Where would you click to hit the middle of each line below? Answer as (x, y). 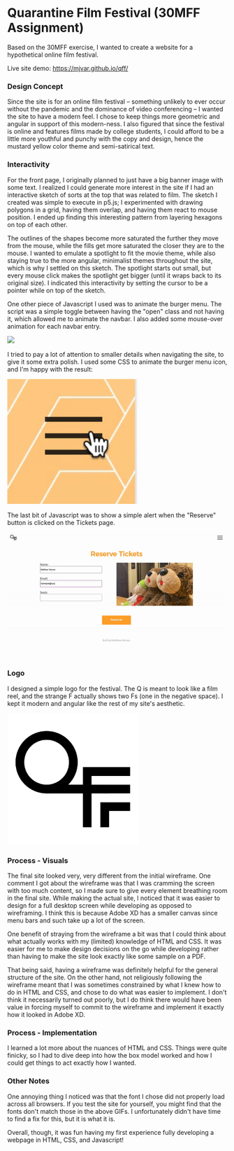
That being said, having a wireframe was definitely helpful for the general (113, 969)
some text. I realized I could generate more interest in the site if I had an (110, 187)
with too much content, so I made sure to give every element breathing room (117, 890)
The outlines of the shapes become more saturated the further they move (113, 238)
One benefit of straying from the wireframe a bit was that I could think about (117, 934)
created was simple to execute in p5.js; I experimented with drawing (105, 202)
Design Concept (35, 86)
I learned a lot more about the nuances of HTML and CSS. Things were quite (117, 1048)
